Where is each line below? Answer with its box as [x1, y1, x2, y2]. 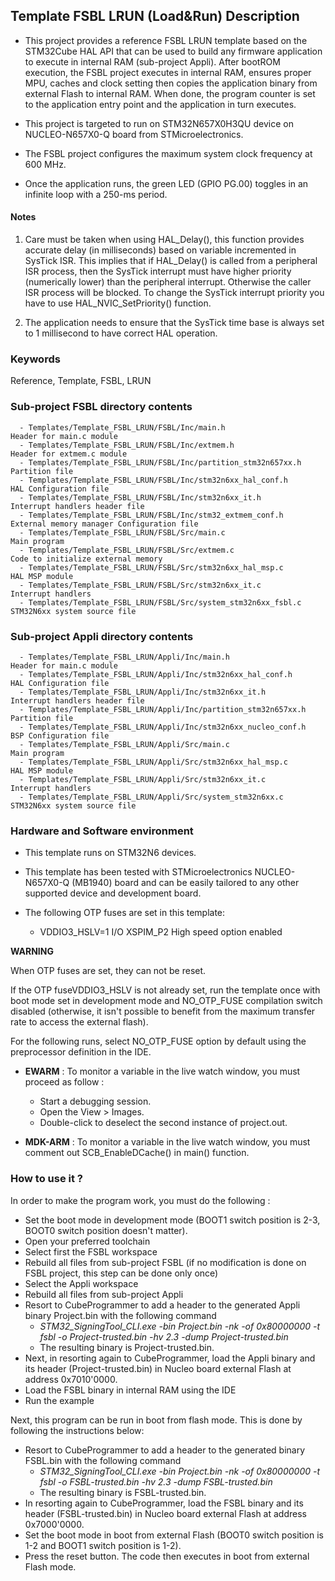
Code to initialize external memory [10, 554, 163, 564]
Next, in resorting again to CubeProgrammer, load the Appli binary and [24, 1352, 316, 1364]
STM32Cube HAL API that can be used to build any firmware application [24, 45, 323, 57]
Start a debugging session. [39, 1095, 152, 1108]
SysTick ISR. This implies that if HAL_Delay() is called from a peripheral [24, 255, 318, 267]
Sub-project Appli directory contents [10, 629, 194, 643]
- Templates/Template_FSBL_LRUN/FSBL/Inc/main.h [19, 422, 226, 433]
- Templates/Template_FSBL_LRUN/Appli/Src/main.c [19, 739, 230, 749]
